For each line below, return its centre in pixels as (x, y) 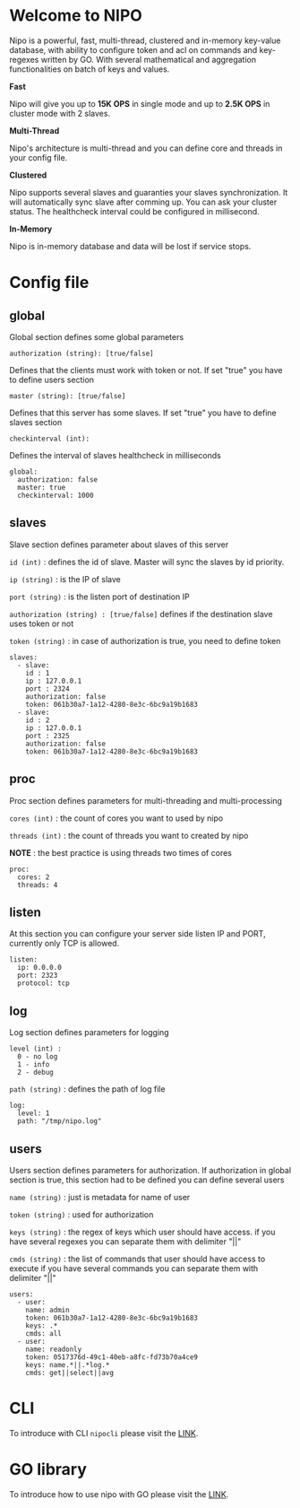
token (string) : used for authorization (81, 1215)
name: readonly (54, 1349)
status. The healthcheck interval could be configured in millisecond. (134, 211)
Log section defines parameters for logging (89, 1033)
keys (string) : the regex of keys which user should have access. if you (142, 1232)
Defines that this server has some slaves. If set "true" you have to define (143, 413)
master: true (42, 487)
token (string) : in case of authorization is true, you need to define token (145, 641)
